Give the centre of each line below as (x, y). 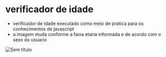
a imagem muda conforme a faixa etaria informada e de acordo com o (87, 34)
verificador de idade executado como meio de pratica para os (78, 23)
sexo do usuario (30, 40)
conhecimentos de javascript (43, 28)
